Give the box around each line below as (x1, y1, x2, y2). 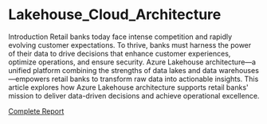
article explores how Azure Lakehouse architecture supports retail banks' (8, 82, 249, 92)
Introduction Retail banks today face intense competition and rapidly (8, 32, 233, 41)
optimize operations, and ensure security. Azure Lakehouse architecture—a (8, 57, 257, 67)
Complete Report (8, 106, 65, 116)
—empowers (8, 74, 50, 83)
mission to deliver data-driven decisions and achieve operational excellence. (8, 91, 260, 100)
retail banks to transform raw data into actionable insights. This (51, 74, 259, 83)
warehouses (218, 65, 259, 75)
